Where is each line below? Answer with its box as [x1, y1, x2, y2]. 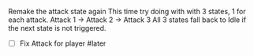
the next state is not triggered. [8, 24, 106, 32]
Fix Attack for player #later [19, 39, 106, 48]
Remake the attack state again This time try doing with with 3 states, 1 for [8, 7, 246, 16]
